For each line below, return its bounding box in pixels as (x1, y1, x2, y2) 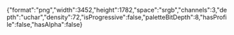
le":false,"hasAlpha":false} (6, 21, 83, 28)
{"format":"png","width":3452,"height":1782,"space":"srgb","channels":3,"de (6, 6, 228, 14)
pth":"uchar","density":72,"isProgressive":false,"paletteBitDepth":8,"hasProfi (6, 13, 228, 21)
